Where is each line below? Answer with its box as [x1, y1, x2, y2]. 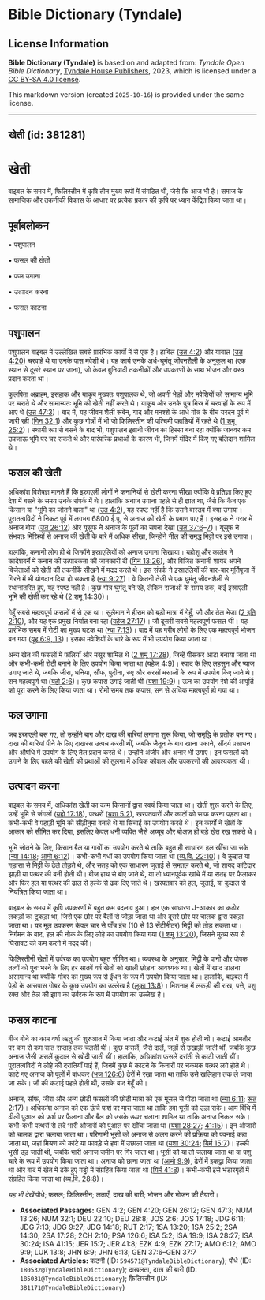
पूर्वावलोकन [8, 219, 49, 232]
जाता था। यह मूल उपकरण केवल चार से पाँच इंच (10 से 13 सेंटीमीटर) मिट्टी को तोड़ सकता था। [8, 921, 243, 930]
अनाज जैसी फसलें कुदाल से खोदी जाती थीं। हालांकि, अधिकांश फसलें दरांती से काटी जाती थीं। [8, 1052, 241, 1062]
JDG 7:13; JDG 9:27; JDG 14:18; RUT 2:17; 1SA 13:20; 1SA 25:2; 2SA [19, 1223, 238, 1232]
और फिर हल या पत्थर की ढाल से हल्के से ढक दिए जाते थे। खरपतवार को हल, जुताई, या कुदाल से [8, 878, 246, 888]
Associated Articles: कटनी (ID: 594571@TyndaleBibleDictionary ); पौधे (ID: [19, 1256, 252, 1265]
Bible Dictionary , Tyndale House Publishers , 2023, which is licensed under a [8, 66, 256, 76]
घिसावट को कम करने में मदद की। [8, 939, 92, 948]
